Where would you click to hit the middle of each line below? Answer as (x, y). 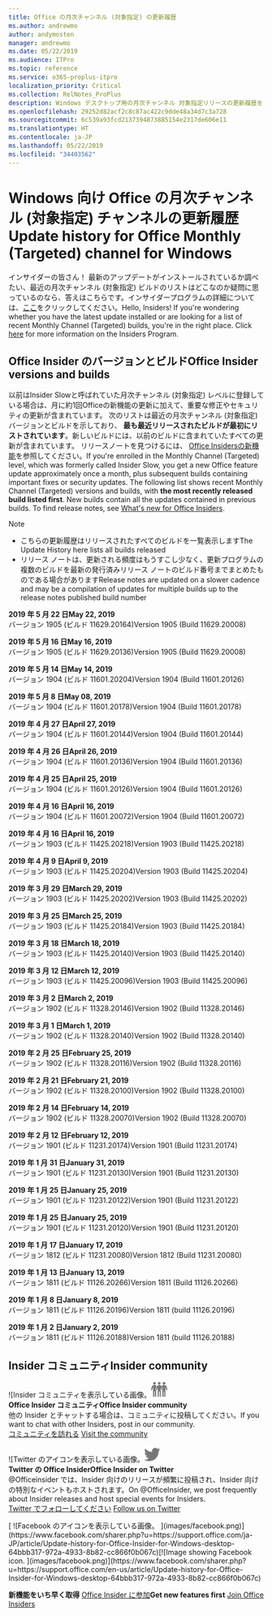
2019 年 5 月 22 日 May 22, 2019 (62, 614)
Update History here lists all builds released (93, 550)
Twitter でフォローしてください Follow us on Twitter (95, 1509)
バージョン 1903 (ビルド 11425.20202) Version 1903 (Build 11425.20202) (128, 899)
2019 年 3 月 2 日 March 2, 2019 (61, 999)
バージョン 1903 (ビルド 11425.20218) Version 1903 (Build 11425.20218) (127, 844)
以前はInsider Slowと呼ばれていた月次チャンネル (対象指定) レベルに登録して (136, 395)
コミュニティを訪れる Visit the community (78, 1434)
